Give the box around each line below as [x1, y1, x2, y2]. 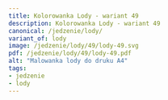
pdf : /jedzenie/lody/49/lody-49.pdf [8, 49, 132, 57]
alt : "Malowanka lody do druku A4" [8, 57, 128, 65]
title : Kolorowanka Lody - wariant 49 [8, 11, 139, 20]
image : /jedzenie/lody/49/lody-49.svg [8, 42, 139, 50]
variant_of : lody [8, 34, 67, 43]
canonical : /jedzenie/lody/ [8, 27, 103, 35]
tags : [8, 65, 27, 73]
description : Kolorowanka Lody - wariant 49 [8, 19, 161, 27]
